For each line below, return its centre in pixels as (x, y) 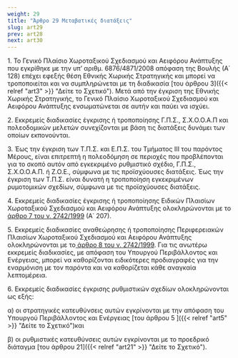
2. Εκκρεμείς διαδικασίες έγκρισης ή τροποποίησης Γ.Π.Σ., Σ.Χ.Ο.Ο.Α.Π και (118, 120)
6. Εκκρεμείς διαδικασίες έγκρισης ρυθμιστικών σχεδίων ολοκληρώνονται (118, 289)
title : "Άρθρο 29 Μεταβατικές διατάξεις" (70, 21)
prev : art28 (25, 34)
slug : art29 (25, 27)
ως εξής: (21, 297)
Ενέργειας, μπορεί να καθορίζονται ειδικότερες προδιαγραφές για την (113, 260)
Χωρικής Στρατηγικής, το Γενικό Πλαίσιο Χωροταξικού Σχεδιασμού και (113, 99)
